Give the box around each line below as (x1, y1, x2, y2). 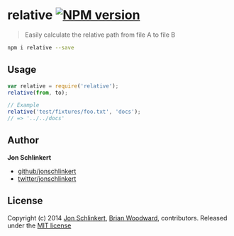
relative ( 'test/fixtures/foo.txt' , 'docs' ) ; (7, 108, 141, 116)
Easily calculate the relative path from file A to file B (24, 30, 176, 39)
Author (7, 134, 39, 146)
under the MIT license (7, 221, 72, 230)
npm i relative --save (7, 44, 74, 51)
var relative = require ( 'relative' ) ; (7, 82, 119, 90)
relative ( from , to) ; (7, 89, 69, 96)
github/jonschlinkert (17, 167, 77, 175)
